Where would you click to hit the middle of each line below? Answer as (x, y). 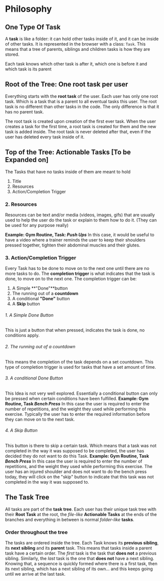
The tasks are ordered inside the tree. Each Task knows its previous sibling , (82, 543)
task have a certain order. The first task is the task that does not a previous (81, 553)
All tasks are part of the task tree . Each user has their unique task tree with (81, 509)
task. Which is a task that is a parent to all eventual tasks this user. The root (81, 101)
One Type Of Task (33, 27)
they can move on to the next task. (40, 419)
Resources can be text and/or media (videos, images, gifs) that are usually (80, 215)
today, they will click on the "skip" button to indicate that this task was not (80, 477)
